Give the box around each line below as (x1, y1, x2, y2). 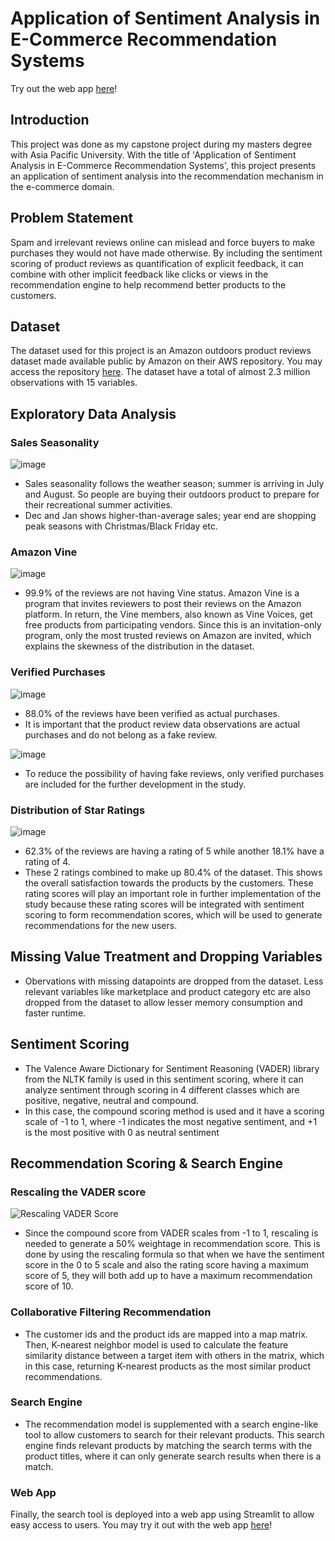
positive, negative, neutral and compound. (24, 1094, 199, 1106)
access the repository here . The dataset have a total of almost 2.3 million (10, 366, 311, 378)
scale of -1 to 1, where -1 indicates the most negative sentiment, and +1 (24, 1115, 318, 1127)
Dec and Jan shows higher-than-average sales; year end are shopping (24, 510, 317, 522)
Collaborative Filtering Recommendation (10, 1305, 212, 1319)
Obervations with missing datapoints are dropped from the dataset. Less (24, 975, 324, 987)
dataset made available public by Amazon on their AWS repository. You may (10, 355, 323, 367)
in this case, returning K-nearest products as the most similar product (24, 1360, 312, 1372)
